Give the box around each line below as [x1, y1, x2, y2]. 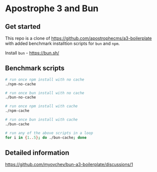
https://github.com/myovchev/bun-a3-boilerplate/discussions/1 [5, 162, 133, 168]
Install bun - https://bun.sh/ [5, 50, 59, 56]
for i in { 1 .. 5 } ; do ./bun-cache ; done [5, 135, 87, 140]
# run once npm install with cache [5, 104, 78, 109]
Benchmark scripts [5, 64, 65, 72]
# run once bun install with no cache [5, 90, 84, 95]
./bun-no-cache [5, 95, 36, 100]
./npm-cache [5, 108, 29, 113]
